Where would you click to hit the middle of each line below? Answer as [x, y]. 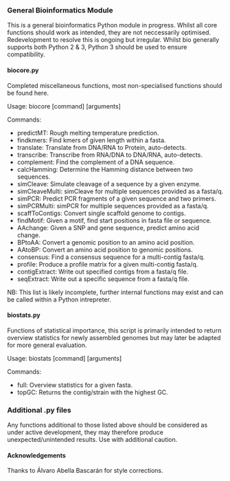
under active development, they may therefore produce [85, 432]
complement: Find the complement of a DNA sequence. [96, 162]
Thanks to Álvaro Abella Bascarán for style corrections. [85, 471]
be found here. [28, 93]
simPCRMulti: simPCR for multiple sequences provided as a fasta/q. [113, 205]
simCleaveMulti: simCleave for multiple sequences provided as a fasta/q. [120, 191]
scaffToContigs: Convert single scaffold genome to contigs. [102, 213]
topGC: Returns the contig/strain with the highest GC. [92, 392]
